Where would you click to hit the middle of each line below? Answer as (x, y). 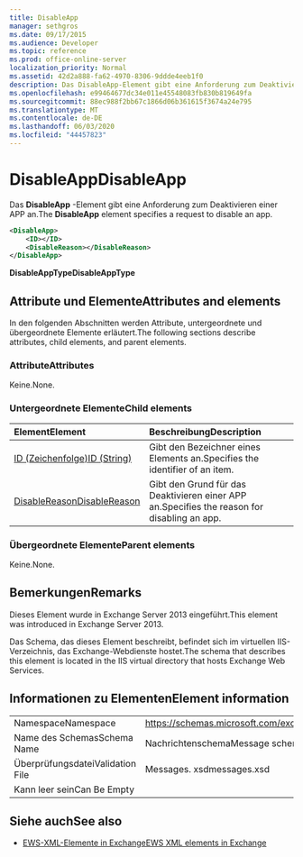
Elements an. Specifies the (204, 458)
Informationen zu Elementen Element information (149, 699)
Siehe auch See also (66, 821)
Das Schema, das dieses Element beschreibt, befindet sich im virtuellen (142, 642)
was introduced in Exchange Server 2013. (87, 624)
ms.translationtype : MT (54, 110)
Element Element (50, 432)
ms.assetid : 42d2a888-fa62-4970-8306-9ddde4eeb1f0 (106, 77)
